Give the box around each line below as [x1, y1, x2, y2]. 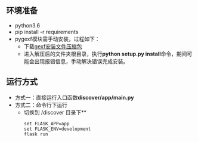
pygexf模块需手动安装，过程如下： [14, 35, 100, 42]
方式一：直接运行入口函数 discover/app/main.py [14, 94, 134, 101]
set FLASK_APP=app [23, 121, 70, 126]
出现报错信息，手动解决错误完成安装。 [34, 57, 129, 64]
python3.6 [14, 21, 41, 29]
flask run [23, 131, 49, 137]
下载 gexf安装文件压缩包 [23, 42, 82, 50]
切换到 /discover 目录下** [23, 109, 87, 116]
